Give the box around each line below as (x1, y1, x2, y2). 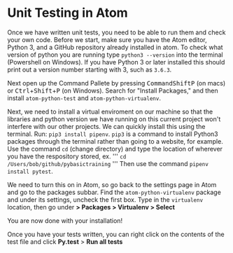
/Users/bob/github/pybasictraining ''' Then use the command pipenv (7, 159, 209, 167)
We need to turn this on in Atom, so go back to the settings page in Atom (7, 180, 217, 189)
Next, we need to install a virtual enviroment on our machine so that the (7, 107, 213, 116)
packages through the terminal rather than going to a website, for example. (7, 137, 224, 145)
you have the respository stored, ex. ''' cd (7, 152, 127, 160)
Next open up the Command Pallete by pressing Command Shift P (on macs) (7, 78, 226, 87)
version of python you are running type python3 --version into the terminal (7, 50, 223, 59)
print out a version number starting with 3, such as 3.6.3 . (7, 65, 172, 74)
